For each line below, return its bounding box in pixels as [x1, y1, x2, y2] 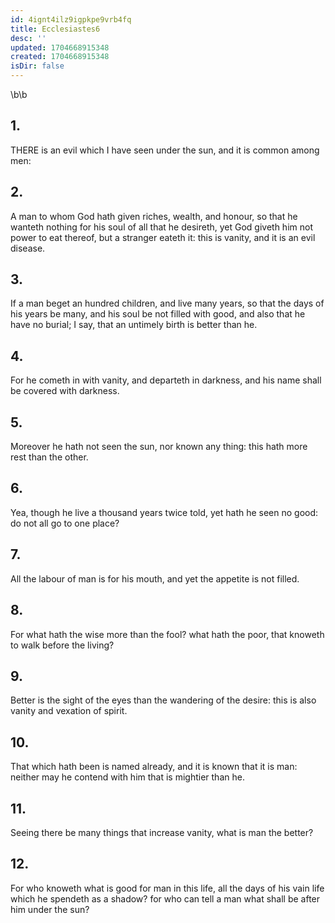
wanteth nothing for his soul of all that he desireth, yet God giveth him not [10, 221, 313, 233]
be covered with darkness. [10, 385, 120, 397]
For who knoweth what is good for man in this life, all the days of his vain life [10, 882, 325, 894]
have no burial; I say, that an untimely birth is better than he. [10, 319, 258, 331]
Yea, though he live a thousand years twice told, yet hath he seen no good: [10, 506, 319, 518]
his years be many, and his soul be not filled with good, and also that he [10, 308, 306, 320]
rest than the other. [10, 451, 89, 463]
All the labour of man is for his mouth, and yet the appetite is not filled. [10, 572, 300, 585]
